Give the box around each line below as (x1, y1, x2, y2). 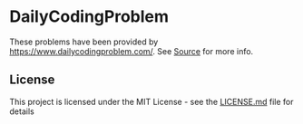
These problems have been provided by (9, 36, 159, 47)
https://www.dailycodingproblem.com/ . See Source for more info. (9, 45, 254, 56)
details (9, 106, 34, 117)
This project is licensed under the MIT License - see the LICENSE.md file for (9, 96, 294, 107)
